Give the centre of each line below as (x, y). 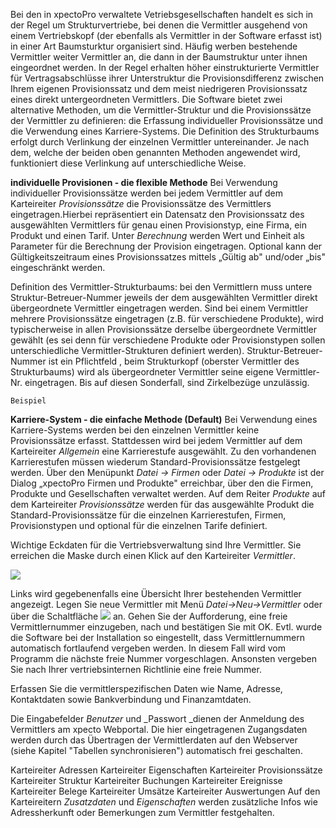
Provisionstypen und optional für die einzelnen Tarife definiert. (139, 525)
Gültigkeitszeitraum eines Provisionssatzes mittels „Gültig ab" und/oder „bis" (168, 257)
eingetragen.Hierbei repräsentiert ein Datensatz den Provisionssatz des (157, 214)
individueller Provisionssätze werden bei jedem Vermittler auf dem (147, 193)
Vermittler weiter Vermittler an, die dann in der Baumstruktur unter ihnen (159, 57)
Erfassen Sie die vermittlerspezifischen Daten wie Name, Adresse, (146, 688)
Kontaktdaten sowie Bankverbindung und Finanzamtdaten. (131, 699)
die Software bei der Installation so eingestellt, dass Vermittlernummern (157, 637)
